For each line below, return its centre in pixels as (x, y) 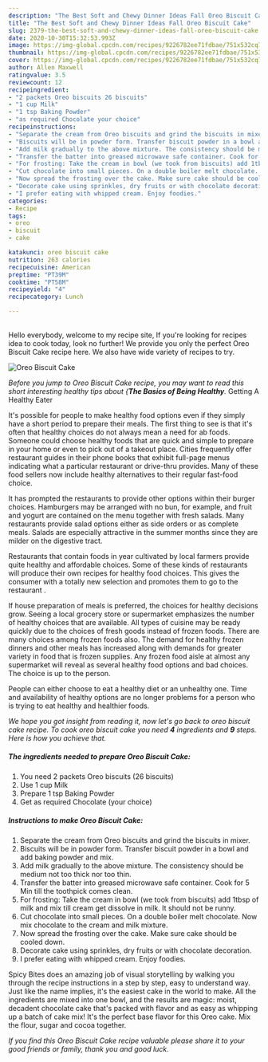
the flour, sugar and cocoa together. (67, 1025)
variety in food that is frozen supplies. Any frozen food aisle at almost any (129, 656)
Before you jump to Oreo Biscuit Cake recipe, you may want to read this (126, 383)
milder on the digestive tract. (55, 541)
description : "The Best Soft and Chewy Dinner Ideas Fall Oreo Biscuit (130, 16)
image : (19, 45)
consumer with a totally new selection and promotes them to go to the (123, 582)
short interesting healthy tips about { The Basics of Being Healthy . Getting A (134, 391)
